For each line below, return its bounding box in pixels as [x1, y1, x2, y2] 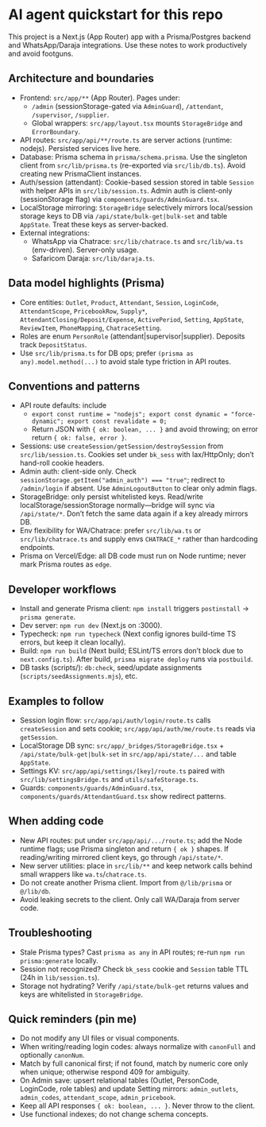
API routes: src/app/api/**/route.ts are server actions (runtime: [19, 135, 233, 145]
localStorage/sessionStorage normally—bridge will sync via [19, 501, 215, 510]
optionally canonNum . [19, 1051, 85, 1060]
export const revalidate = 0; [67, 417, 168, 426]
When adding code [8, 815, 105, 828]
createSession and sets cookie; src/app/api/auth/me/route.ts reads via [19, 724, 256, 733]
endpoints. [19, 543, 56, 552]
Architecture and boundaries [8, 72, 155, 85]
